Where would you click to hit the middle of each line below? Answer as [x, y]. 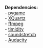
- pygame [15, 13]
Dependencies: [21, 7]
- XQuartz [15, 18]
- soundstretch [20, 34]
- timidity [14, 29]
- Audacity [16, 40]
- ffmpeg [14, 23]
